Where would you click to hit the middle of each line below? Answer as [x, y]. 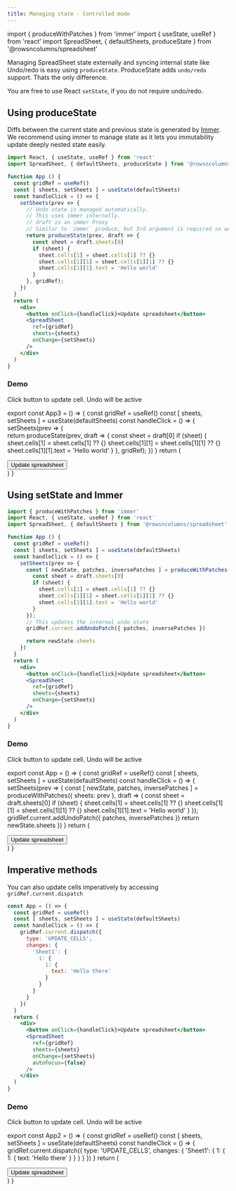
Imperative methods [52, 870]
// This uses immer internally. [73, 216]
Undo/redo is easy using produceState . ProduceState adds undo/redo [107, 70]
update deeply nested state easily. [57, 145]
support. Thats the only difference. [58, 77]
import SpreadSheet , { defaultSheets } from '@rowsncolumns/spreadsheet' [118, 525]
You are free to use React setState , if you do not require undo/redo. [105, 91]
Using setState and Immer [65, 495]
